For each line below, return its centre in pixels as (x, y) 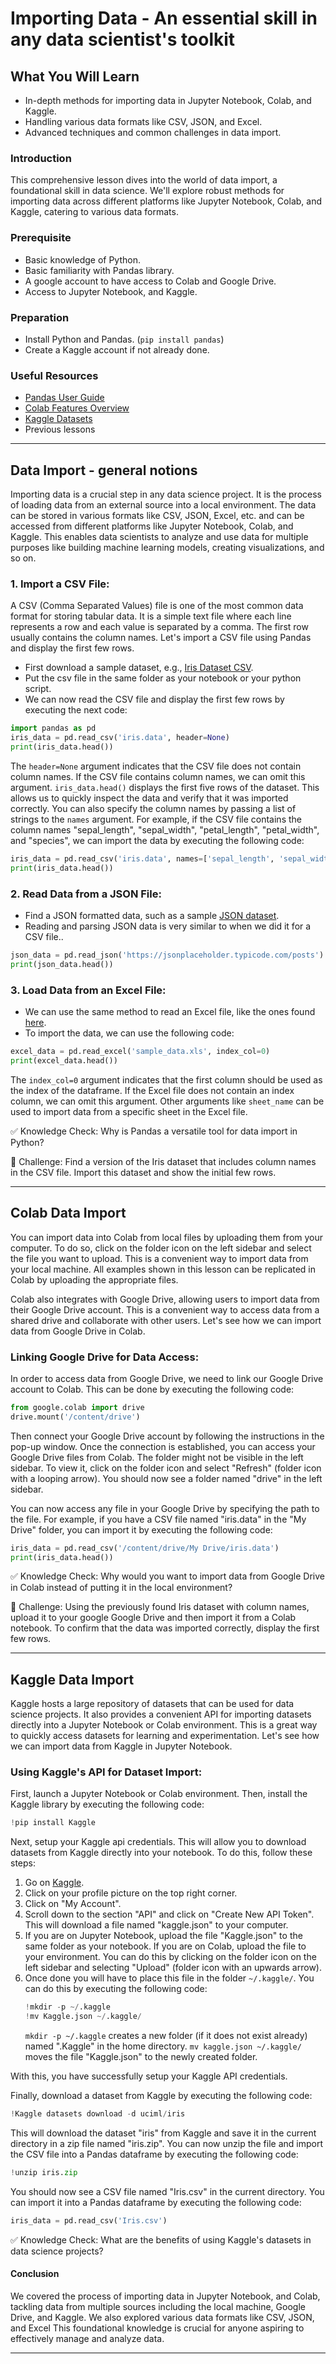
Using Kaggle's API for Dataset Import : (106, 1772)
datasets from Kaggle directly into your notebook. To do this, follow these (161, 1853)
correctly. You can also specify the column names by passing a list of (153, 808)
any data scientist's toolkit (123, 39)
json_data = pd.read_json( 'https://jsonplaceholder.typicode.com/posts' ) (167, 955)
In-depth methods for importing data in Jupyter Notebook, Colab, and (168, 100)
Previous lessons (60, 429)
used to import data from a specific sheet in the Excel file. (129, 1111)
